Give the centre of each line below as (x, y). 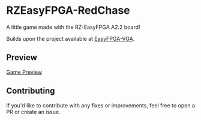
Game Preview (24, 72)
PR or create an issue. (33, 112)
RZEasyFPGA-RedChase (68, 10)
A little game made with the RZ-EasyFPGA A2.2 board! (73, 27)
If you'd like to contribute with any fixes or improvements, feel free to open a (101, 105)
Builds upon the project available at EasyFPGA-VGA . (70, 38)
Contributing (31, 91)
